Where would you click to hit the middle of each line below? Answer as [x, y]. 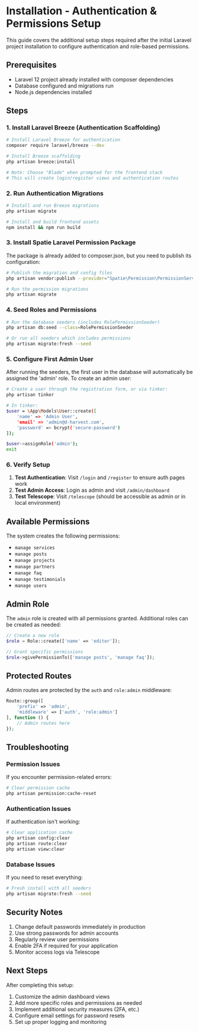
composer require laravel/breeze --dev [55, 146]
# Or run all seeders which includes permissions [69, 338]
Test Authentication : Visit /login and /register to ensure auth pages [100, 477]
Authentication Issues [38, 809]
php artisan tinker [30, 395]
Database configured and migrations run [64, 86]
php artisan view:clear [36, 849]
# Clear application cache [39, 833]
